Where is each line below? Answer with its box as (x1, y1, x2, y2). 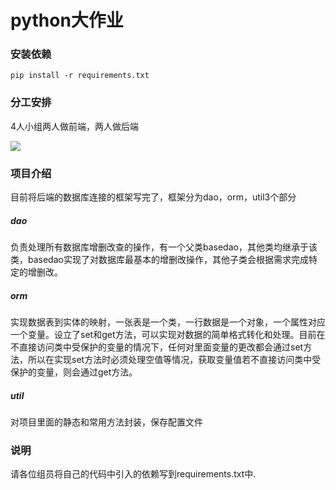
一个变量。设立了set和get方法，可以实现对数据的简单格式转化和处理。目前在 (10, 329, 326, 341)
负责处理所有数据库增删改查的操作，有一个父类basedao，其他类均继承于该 (10, 241, 318, 253)
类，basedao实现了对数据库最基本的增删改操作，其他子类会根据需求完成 (10, 254, 309, 266)
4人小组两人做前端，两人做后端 (10, 120, 140, 132)
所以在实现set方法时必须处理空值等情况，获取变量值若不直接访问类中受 (27, 354, 322, 366)
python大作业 (10, 9, 124, 32)
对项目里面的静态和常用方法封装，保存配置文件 (10, 416, 203, 428)
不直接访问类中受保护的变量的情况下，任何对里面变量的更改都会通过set (10, 341, 304, 353)
